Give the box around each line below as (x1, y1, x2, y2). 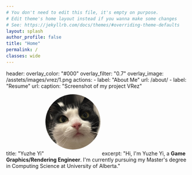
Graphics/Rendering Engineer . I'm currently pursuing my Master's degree (6, 156, 187, 163)
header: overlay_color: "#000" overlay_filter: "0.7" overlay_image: (6, 70, 164, 77)
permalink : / (6, 47, 38, 53)
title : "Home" (6, 41, 41, 47)
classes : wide (6, 53, 41, 59)
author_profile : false (6, 34, 62, 41)
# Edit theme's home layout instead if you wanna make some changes (6, 15, 177, 22)
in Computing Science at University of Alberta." (6, 162, 120, 169)
